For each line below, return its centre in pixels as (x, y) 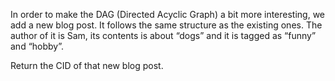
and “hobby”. (37, 46)
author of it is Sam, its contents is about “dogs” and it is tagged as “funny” (163, 35)
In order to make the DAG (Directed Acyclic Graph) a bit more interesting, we (168, 14)
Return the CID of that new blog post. (87, 65)
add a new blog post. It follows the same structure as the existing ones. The (166, 25)
